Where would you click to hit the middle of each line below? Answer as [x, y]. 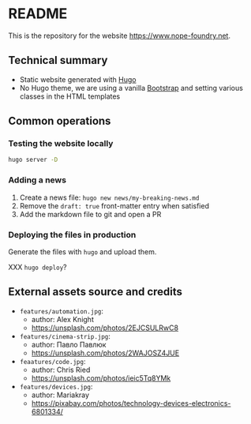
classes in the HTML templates [70, 96]
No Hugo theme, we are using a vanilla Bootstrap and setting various [131, 88]
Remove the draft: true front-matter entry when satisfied [114, 205]
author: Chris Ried [61, 370]
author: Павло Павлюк [69, 344]
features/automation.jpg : [62, 311]
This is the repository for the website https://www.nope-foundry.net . [120, 36]
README [38, 14]
